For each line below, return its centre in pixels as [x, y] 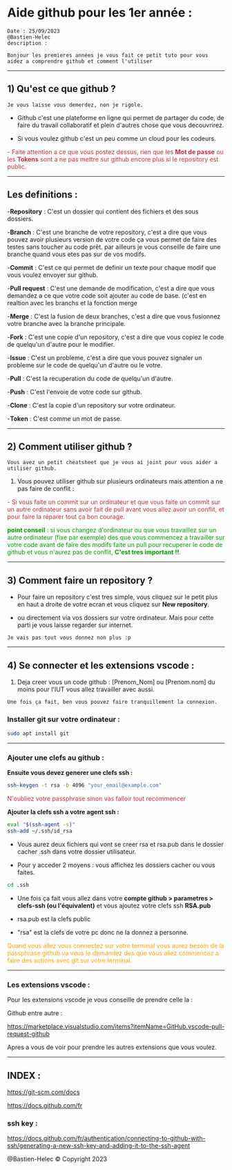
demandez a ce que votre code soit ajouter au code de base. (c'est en [107, 296]
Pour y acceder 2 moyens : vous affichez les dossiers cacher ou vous [116, 865]
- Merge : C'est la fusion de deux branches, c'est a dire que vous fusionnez [114, 316]
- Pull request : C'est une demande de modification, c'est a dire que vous [111, 288]
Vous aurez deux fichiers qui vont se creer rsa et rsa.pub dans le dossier [120, 845]
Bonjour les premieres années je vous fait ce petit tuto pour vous [108, 55]
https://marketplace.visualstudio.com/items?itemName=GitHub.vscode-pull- [116, 1026]
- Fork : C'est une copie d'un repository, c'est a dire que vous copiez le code [116, 337]
